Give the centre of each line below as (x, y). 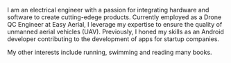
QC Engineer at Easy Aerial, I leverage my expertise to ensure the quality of (115, 24)
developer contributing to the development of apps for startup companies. (113, 39)
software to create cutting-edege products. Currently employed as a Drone (114, 17)
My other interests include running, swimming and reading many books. (110, 52)
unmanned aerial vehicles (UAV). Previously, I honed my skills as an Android (115, 32)
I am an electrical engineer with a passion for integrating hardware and (108, 10)
